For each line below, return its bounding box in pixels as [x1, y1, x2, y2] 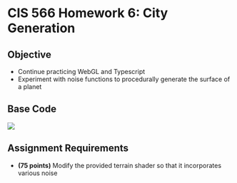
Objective [7, 48, 52, 61]
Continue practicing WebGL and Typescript [17, 68, 146, 75]
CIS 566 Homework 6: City [7, 5, 168, 21]
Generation [7, 20, 76, 36]
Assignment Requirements [7, 142, 129, 155]
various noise [17, 169, 58, 177]
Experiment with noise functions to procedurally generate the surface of [17, 75, 231, 83]
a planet [17, 83, 42, 90]
